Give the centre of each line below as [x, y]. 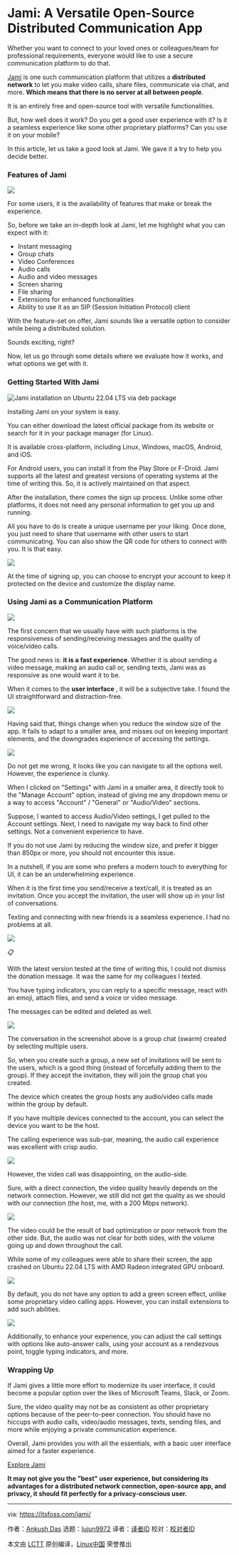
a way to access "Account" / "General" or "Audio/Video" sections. [104, 802]
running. [20, 512]
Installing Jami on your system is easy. [64, 411]
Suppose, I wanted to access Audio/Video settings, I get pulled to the [109, 816]
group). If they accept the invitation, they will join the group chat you [107, 1075]
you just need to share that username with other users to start [98, 533]
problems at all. [30, 924]
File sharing [35, 292]
